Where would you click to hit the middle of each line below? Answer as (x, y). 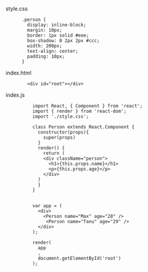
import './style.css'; (61, 116)
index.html (19, 73)
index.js (15, 95)
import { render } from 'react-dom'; (79, 111)
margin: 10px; (45, 30)
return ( (54, 153)
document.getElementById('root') (79, 258)
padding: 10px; (46, 56)
